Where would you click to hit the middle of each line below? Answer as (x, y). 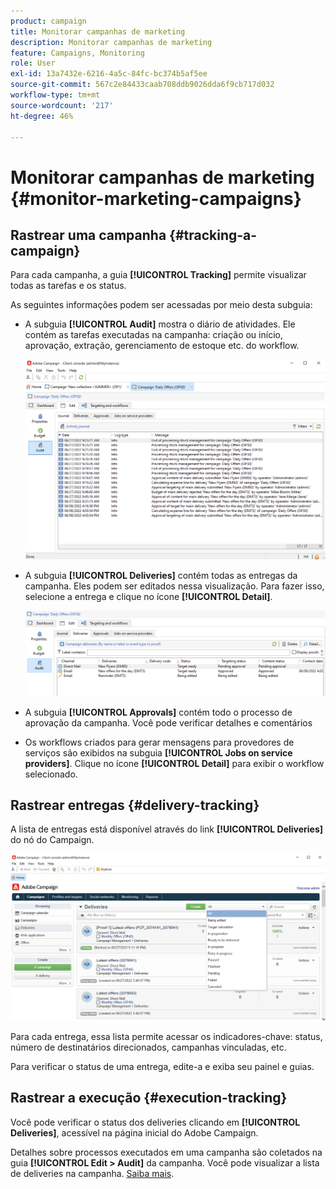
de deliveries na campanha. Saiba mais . (92, 1173)
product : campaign (48, 21)
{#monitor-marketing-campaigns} (156, 198)
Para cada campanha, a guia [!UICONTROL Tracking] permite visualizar (158, 275)
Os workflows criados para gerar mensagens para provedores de (159, 742)
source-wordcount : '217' (62, 105)
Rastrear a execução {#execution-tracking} (149, 1098)
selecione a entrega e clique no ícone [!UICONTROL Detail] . (148, 596)
